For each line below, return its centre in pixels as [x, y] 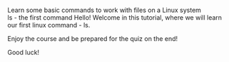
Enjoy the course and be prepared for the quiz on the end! [93, 39]
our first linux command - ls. [49, 25]
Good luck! [24, 52]
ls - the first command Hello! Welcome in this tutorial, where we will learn [115, 18]
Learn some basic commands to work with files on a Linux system [105, 10]
